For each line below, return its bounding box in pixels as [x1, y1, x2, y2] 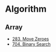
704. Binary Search [12, 41, 51, 47]
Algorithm [5, 3, 47, 15]
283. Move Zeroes [12, 36, 49, 42]
